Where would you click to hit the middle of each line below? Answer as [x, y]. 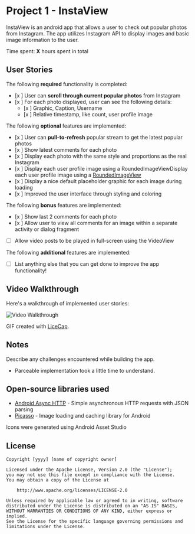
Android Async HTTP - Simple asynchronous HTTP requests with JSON [102, 403]
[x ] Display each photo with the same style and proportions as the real [100, 156]
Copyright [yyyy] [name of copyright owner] [62, 460]
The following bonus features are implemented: [64, 205]
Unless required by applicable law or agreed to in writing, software [95, 501]
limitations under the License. [46, 527]
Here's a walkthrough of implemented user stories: [68, 303]
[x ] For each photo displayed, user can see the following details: [93, 102]
